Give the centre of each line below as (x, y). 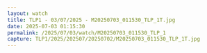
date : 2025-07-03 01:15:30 (46, 26)
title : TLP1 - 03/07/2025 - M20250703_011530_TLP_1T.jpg (91, 20)
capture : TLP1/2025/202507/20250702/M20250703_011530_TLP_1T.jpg (104, 39)
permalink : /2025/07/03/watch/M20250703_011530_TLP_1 (87, 33)
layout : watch (28, 13)
